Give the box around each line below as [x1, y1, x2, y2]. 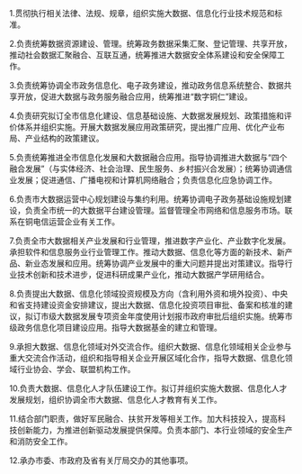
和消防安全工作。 [9, 436, 73, 446]
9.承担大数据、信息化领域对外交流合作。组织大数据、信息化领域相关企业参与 [9, 342, 292, 351]
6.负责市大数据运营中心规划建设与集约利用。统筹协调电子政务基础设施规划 [9, 194, 285, 205]
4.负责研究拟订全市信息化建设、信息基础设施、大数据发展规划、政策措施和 [9, 111, 285, 121]
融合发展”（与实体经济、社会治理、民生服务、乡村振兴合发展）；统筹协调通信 [9, 163, 293, 174]
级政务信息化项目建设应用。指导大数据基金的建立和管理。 [9, 323, 222, 333]
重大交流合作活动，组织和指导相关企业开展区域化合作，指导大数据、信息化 [9, 352, 285, 363]
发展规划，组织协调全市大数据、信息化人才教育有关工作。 [9, 395, 222, 405]
